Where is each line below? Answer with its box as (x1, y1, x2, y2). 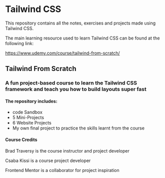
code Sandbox (12, 109, 42, 115)
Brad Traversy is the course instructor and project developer (5, 147, 130, 153)
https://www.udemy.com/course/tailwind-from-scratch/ (5, 50, 120, 56)
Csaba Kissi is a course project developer (5, 157, 91, 163)
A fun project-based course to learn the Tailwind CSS (5, 79, 137, 86)
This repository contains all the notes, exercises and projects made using (5, 20, 156, 26)
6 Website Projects (12, 120, 51, 126)
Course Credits (5, 136, 37, 143)
